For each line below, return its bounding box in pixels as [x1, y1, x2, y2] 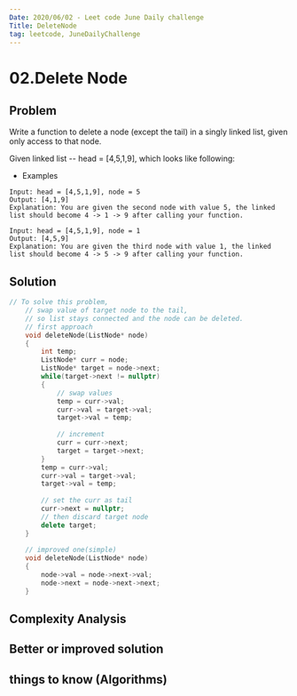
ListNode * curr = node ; [41, 356, 129, 364]
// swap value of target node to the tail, [25, 306, 189, 316]
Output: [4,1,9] [9, 196, 69, 204]
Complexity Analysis [9, 612, 127, 627]
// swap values [56, 388, 113, 397]
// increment [56, 430, 105, 439]
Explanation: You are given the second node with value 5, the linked [9, 204, 276, 212]
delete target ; [41, 521, 98, 530]
